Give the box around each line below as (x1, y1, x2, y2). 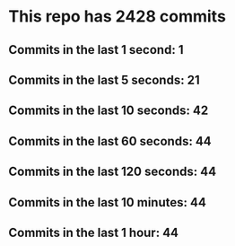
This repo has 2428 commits (8, 6, 226, 27)
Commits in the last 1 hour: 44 (8, 224, 179, 240)
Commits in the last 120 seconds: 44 (8, 164, 217, 180)
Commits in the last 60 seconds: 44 (8, 133, 212, 149)
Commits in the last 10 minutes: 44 (8, 195, 207, 210)
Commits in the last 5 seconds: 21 (8, 72, 200, 87)
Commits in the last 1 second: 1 (8, 42, 184, 57)
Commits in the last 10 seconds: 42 (8, 103, 209, 119)
